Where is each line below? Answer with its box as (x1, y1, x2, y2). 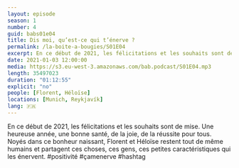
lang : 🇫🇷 (7, 103, 37, 110)
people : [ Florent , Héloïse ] (7, 89, 91, 96)
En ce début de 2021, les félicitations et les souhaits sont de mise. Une (7, 122, 214, 130)
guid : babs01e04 (7, 30, 55, 38)
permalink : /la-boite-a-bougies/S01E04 (7, 43, 126, 50)
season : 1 (7, 17, 37, 24)
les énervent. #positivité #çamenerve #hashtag (7, 152, 146, 160)
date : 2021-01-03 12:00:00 (7, 57, 87, 64)
